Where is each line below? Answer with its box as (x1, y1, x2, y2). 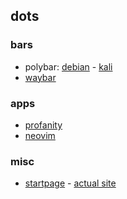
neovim (24, 129, 56, 141)
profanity (24, 119, 63, 131)
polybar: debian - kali (24, 60, 113, 73)
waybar (24, 71, 57, 83)
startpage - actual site (24, 177, 117, 189)
